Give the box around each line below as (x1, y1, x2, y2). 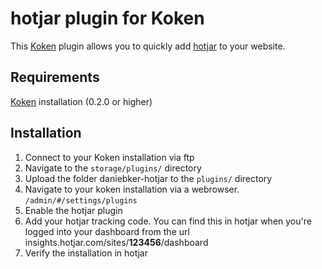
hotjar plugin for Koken (10, 7, 205, 30)
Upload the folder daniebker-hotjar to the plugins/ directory (24, 172, 273, 184)
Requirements (10, 69, 100, 86)
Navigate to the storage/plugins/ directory (24, 162, 202, 174)
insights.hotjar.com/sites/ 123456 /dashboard (24, 236, 209, 248)
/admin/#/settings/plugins (24, 195, 138, 206)
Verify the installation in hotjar (24, 247, 148, 259)
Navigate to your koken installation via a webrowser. (24, 183, 240, 195)
